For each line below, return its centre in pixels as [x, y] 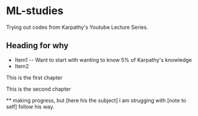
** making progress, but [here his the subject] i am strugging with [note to [96, 100]
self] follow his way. [30, 107]
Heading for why [38, 46]
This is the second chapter [39, 89]
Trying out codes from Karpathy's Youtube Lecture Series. [77, 27]
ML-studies [35, 11]
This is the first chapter [35, 77]
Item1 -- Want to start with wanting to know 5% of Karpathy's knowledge [103, 59]
